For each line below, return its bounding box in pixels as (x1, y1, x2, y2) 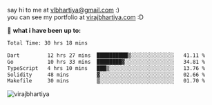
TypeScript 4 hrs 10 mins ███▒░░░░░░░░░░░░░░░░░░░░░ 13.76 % (7, 65, 206, 71)
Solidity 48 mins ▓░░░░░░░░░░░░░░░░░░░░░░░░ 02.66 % (7, 71, 206, 78)
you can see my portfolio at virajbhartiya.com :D (7, 13, 144, 21)
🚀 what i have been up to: (7, 27, 81, 34)
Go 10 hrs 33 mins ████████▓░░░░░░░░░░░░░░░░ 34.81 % (7, 58, 206, 65)
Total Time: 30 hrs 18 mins (7, 40, 88, 47)
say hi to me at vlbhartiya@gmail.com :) (7, 6, 119, 14)
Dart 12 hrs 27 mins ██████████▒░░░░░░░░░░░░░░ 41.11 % (7, 51, 206, 59)
